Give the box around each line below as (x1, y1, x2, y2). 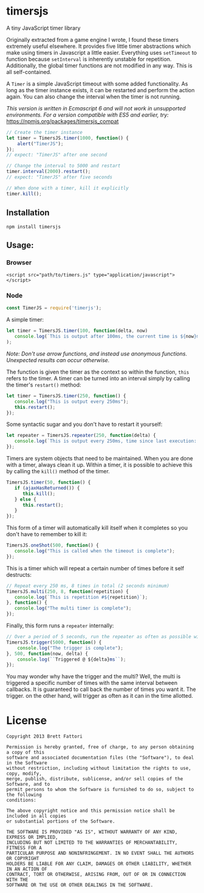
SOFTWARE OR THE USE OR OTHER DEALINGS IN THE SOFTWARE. (6, 882, 154, 888)
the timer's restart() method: (6, 381, 81, 388)
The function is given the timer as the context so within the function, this (6, 368, 189, 376)
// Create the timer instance (6, 129, 83, 135)
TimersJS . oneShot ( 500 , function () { (6, 542, 99, 548)
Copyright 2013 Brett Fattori (6, 733, 83, 740)
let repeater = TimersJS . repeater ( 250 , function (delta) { (6, 433, 156, 439)
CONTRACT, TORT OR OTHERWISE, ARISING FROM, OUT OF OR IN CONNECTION (6, 872, 186, 878)
